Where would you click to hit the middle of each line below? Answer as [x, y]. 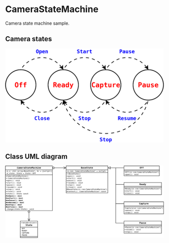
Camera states [29, 39]
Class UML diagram [36, 156]
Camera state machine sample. [37, 23]
